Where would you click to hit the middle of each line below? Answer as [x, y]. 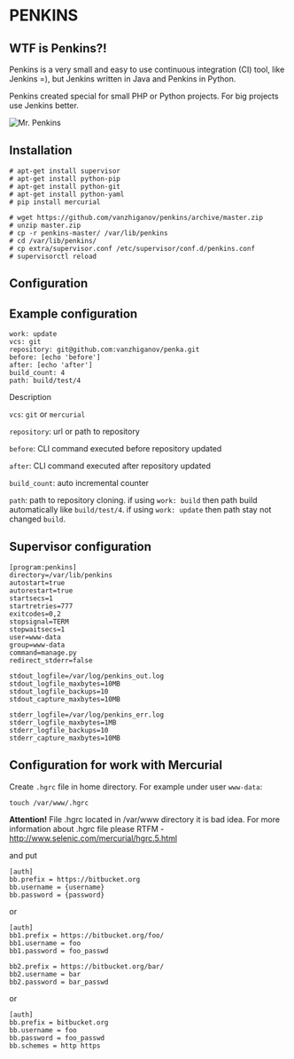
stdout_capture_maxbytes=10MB [65, 699]
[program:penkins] [43, 567]
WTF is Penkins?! [58, 48]
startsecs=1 [31, 598]
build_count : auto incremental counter [79, 483]
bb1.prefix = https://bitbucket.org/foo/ [87, 935]
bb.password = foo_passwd [57, 1038]
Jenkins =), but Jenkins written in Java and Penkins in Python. [123, 79]
